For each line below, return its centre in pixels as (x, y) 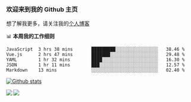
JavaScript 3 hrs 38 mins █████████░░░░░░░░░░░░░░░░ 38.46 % (95, 50)
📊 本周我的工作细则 (30, 36)
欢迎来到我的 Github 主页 (42, 9)
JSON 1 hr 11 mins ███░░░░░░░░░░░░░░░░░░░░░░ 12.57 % (95, 65)
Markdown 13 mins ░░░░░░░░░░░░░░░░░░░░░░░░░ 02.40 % (95, 70)
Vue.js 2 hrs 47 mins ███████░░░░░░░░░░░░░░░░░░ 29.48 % (95, 55)
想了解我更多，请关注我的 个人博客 (48, 24)
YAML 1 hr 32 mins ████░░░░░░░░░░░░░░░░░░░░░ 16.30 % (95, 60)
